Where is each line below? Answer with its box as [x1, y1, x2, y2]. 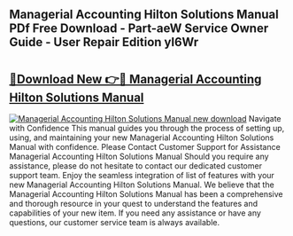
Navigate [248, 114, 281, 123]
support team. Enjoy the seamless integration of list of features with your [9, 170, 274, 180]
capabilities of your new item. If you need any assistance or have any [9, 208, 261, 218]
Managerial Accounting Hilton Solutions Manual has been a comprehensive [9, 189, 283, 199]
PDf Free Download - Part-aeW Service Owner [9, 21, 269, 36]
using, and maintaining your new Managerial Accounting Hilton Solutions [9, 132, 274, 143]
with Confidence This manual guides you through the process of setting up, [9, 123, 285, 133]
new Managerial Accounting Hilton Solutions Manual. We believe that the [9, 179, 274, 190]
